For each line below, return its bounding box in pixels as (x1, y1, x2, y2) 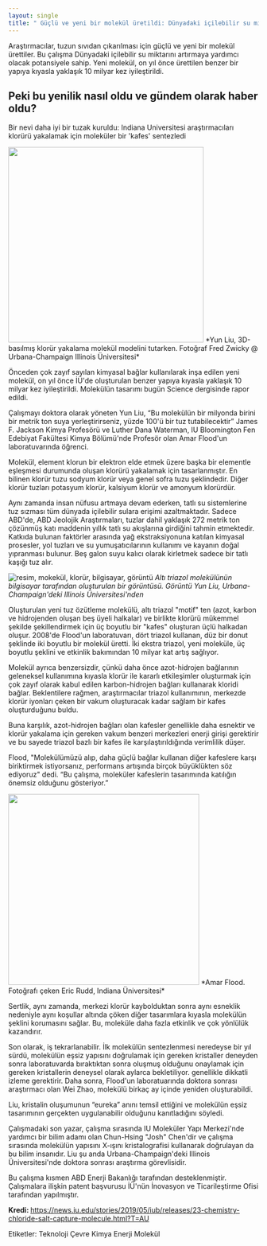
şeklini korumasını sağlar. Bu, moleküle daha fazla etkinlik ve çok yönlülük (8, 1018, 249, 1028)
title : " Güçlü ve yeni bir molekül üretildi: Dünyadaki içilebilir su (8, 19, 250, 27)
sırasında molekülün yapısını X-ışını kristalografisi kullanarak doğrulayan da (8, 1141, 254, 1151)
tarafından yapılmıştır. (8, 1190, 79, 1200)
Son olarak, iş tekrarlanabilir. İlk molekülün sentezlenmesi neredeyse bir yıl (8, 1042, 252, 1052)
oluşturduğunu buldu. (8, 705, 79, 715)
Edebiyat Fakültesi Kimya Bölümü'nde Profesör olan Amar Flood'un (8, 434, 228, 443)
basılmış (8, 344, 36, 353)
